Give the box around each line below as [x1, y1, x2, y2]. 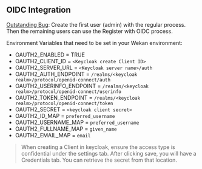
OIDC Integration [6, 5, 71, 15]
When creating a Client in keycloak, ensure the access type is [21, 143, 175, 151]
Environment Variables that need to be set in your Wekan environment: [6, 39, 183, 46]
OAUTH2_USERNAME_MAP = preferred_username [15, 119, 140, 126]
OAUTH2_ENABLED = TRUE [15, 51, 85, 58]
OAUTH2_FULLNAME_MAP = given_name [15, 125, 117, 133]
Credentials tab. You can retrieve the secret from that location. [21, 156, 177, 164]
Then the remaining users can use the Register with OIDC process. [6, 27, 173, 35]
